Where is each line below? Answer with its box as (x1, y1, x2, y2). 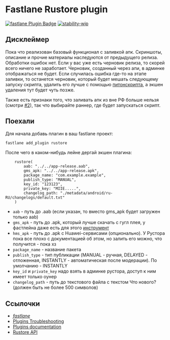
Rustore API (12, 329, 38, 335)
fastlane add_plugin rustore (5, 140, 67, 145)
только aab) (12, 214, 39, 220)
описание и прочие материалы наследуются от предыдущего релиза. (5, 54, 158, 60)
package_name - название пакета (12, 247, 82, 253)
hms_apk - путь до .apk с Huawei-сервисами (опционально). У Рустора (12, 230, 165, 236)
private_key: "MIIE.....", (23, 186, 81, 191)
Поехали (5, 117, 35, 126)
